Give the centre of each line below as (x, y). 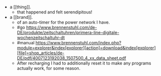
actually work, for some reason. (49, 68)
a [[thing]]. (20, 7)
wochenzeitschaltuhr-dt (41, 38)
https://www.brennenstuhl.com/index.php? (79, 43)
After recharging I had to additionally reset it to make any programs (84, 63)
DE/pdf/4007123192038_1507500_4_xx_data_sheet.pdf (72, 58)
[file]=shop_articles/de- (41, 53)
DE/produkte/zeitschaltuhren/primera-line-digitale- (68, 32)
